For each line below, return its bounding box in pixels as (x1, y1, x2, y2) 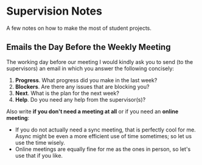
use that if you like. (15, 152, 63, 159)
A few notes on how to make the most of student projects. (6, 24, 152, 32)
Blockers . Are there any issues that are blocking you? (15, 83, 150, 90)
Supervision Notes (6, 4, 102, 18)
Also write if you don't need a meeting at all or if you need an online (6, 108, 178, 115)
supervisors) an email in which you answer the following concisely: (6, 65, 175, 72)
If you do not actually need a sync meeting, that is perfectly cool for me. (15, 126, 196, 133)
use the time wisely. (15, 139, 66, 146)
